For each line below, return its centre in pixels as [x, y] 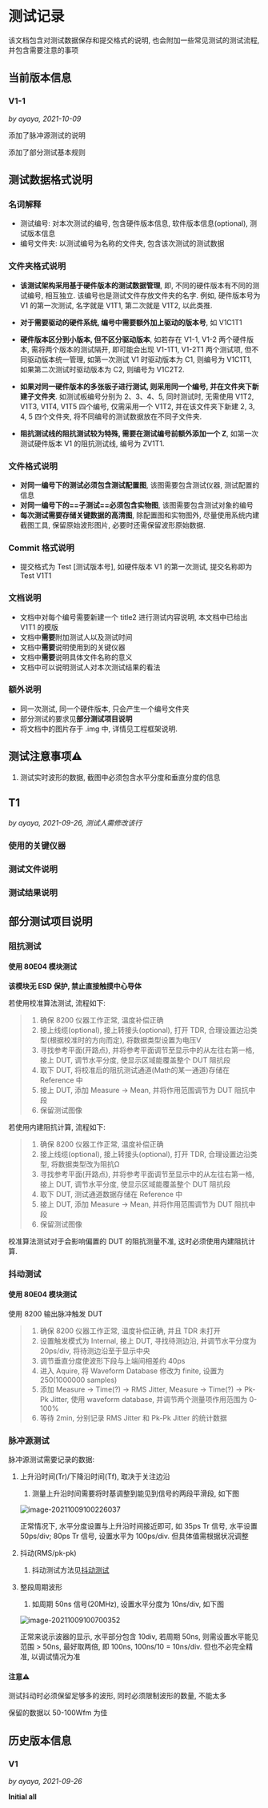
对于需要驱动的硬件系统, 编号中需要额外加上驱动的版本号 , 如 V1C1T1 [131, 322]
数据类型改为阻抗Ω [89, 1164]
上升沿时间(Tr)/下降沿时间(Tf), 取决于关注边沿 [95, 1477]
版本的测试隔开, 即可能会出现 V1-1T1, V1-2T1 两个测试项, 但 [155, 349]
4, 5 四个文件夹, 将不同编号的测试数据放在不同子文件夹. [111, 416]
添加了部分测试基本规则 [47, 152]
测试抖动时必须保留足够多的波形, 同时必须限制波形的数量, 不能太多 [117, 1696]
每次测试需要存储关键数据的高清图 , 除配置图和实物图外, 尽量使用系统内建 [140, 515]
